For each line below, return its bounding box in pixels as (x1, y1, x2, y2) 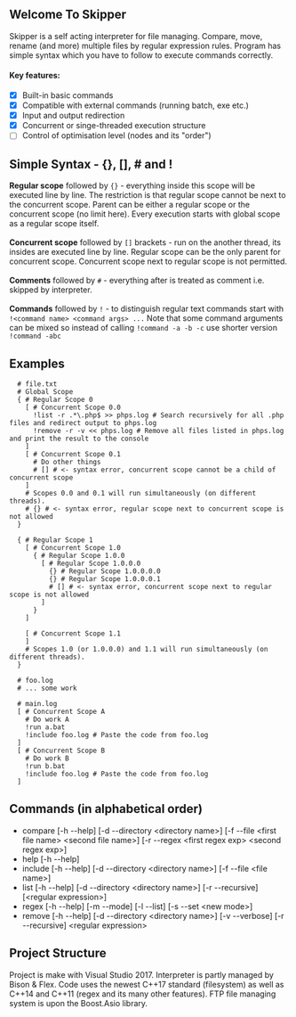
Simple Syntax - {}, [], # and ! (9, 156, 173, 172)
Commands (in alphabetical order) (9, 801, 203, 816)
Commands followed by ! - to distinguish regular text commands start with (9, 303, 284, 315)
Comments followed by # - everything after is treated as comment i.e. (9, 275, 265, 286)
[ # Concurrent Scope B (17, 746, 105, 755)
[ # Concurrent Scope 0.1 (25, 449, 122, 458)
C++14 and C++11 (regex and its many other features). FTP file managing (9, 988, 276, 999)
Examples (9, 356, 65, 371)
